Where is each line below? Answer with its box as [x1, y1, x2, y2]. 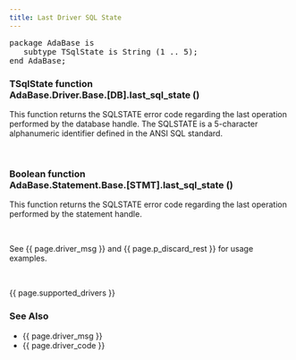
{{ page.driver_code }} [21, 339, 106, 350]
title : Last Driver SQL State [9, 13, 123, 22]
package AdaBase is [9, 38, 95, 47]
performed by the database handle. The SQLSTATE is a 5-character [9, 118, 258, 129]
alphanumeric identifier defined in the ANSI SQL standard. [9, 127, 224, 139]
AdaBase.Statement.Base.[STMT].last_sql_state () [9, 178, 234, 191]
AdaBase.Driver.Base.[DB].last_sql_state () [9, 89, 200, 101]
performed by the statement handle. [9, 209, 143, 219]
